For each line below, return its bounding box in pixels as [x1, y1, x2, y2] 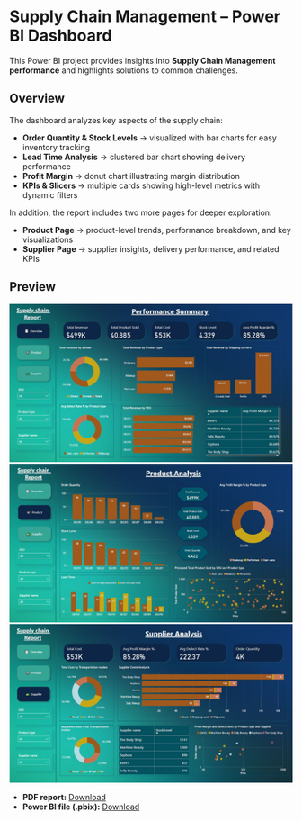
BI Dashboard [9, 25, 112, 46]
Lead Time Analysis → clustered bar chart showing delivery [22, 151, 245, 162]
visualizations [22, 234, 74, 245]
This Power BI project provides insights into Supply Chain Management [9, 55, 276, 66]
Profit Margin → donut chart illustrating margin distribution [22, 170, 240, 181]
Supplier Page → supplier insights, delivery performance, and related [22, 243, 280, 254]
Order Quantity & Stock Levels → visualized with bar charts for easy [22, 132, 277, 143]
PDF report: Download [22, 791, 106, 802]
